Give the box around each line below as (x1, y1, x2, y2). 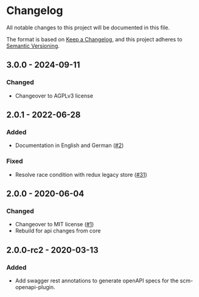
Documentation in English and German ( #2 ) (15, 141, 124, 149)
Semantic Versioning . (6, 42, 60, 49)
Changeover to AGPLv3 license (15, 92, 93, 99)
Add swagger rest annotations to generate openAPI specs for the (15, 277, 179, 284)
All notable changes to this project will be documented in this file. (6, 24, 170, 31)
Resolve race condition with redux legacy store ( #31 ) (15, 171, 147, 178)
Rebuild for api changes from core (15, 227, 101, 235)
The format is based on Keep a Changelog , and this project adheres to (6, 35, 183, 43)
